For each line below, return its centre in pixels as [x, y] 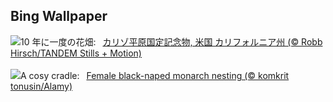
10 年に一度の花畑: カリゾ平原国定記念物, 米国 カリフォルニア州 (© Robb [171, 41]
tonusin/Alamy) [41, 86]
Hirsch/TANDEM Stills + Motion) [76, 53]
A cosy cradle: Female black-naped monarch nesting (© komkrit [155, 75]
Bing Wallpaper [59, 16]
